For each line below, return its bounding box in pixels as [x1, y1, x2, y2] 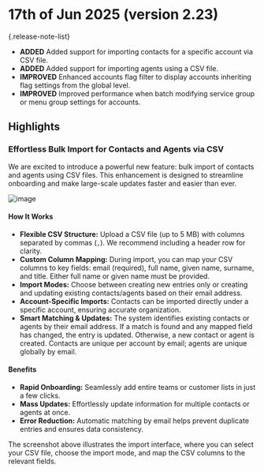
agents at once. [19, 408, 71, 418]
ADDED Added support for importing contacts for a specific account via [19, 47, 254, 56]
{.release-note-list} [8, 32, 71, 41]
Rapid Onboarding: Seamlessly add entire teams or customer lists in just [19, 383, 256, 392]
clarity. [19, 246, 42, 256]
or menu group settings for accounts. [19, 97, 141, 107]
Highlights [8, 120, 61, 133]
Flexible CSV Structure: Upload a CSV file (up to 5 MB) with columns [19, 229, 245, 238]
